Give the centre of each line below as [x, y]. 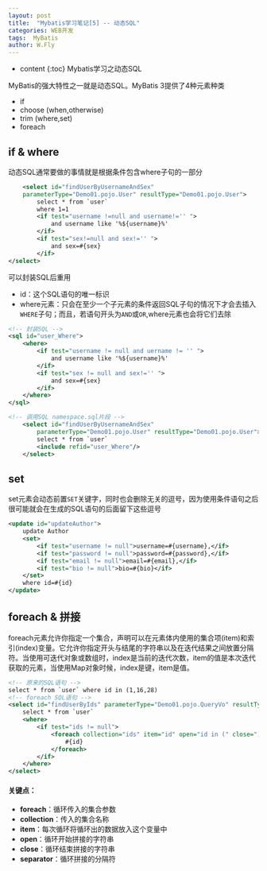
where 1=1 [53, 209]
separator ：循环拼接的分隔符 [68, 859]
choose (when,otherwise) [62, 110]
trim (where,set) [46, 118]
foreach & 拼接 [44, 617]
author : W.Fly [32, 45]
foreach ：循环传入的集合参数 [68, 809]
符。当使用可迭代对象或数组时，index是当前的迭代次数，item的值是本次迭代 [132, 657]
